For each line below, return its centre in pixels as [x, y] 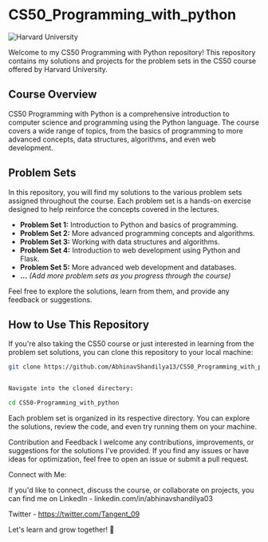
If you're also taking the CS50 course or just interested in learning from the [131, 344]
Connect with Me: [37, 474]
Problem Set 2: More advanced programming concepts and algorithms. [137, 233]
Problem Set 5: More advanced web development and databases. [128, 267]
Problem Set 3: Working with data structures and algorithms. [120, 241]
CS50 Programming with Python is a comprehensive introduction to [119, 114]
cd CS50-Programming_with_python [64, 403]
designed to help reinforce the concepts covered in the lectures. [114, 209]
